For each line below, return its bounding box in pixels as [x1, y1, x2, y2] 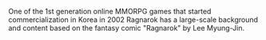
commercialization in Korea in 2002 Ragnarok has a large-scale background [8, 15, 258, 24]
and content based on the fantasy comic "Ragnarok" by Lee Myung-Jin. [8, 24, 245, 32]
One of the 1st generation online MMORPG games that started [8, 7, 212, 16]
